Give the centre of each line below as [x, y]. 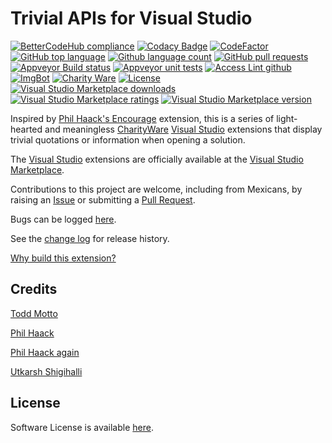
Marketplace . [37, 169]
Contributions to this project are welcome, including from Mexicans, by [156, 189]
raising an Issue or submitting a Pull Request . [103, 199]
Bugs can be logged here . [63, 219]
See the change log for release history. [90, 238]
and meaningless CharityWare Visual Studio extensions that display [183, 129]
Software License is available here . [82, 427]
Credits [34, 289]
